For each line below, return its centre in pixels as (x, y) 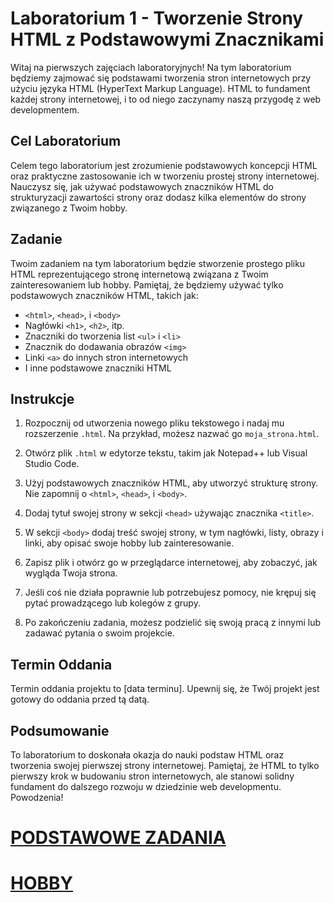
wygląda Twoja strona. (71, 573)
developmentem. (45, 109)
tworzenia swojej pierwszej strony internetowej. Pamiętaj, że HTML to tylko (165, 765)
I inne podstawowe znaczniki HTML (98, 368)
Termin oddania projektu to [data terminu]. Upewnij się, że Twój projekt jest (165, 689)
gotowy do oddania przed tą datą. (80, 699)
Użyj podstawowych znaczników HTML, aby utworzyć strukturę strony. (171, 483)
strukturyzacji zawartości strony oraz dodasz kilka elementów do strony (158, 197)
